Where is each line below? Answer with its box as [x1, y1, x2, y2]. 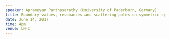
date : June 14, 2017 [5, 17, 49, 22]
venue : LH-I [5, 26, 30, 31]
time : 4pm [5, 21, 26, 27]
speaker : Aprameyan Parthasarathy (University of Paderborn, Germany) [5, 7, 157, 13]
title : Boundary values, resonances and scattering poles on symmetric [5, 12, 159, 17]
